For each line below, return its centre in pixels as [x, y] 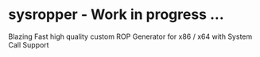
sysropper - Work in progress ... [116, 15]
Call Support [29, 44]
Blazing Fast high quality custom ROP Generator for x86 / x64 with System [130, 36]
